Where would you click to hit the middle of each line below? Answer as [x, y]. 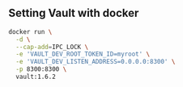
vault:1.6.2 [36, 77]
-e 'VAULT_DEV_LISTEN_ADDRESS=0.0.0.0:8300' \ [96, 62]
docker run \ [30, 31]
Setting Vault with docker [74, 13]
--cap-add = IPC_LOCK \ [52, 47]
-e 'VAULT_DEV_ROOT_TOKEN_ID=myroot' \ [83, 54]
